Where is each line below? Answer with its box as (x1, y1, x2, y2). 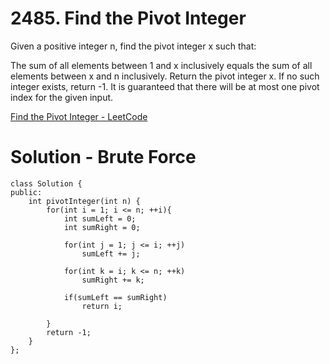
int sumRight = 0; (63, 222, 141, 232)
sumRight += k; (81, 275, 145, 285)
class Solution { (10, 178, 83, 189)
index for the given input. (10, 91, 114, 103)
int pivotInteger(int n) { (28, 196, 141, 206)
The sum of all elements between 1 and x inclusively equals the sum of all (10, 59, 313, 71)
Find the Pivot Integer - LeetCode (10, 110, 148, 122)
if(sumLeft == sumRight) (63, 292, 168, 302)
